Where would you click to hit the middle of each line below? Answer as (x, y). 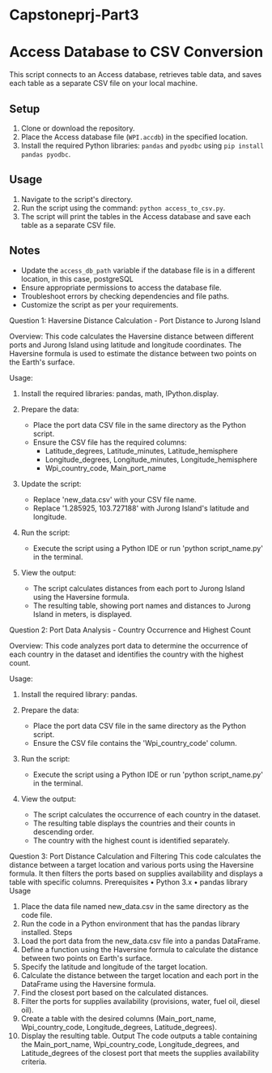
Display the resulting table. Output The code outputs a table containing (139, 1036)
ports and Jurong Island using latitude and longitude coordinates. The (125, 345)
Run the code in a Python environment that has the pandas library (130, 924)
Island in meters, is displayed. (83, 614)
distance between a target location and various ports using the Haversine (132, 864)
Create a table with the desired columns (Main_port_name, (119, 1018)
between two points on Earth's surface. (87, 958)
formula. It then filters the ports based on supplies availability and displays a (136, 873)
